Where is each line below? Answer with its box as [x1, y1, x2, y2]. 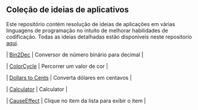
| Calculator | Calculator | [6, 86, 67, 93]
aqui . [6, 39, 19, 46]
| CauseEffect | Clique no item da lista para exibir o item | [6, 97, 146, 104]
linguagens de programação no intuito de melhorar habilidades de [6, 27, 168, 34]
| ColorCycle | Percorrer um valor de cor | [6, 62, 109, 70]
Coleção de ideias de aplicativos [6, 5, 129, 15]
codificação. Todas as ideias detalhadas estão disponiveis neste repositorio [6, 33, 193, 40]
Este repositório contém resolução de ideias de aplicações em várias [6, 20, 175, 27]
